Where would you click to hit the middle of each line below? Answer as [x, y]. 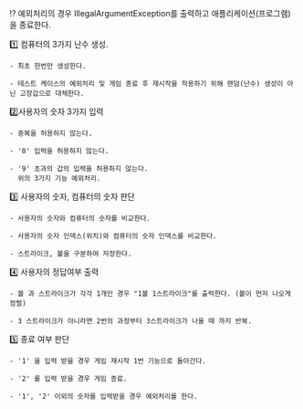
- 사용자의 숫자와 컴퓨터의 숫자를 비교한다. [80, 218]
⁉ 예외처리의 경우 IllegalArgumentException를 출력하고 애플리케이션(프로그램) [150, 13]
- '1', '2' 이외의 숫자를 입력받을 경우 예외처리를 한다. [104, 396]
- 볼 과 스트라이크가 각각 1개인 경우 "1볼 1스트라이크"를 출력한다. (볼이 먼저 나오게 [151, 294]
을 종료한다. [31, 25]
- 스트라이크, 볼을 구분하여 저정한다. [71, 254]
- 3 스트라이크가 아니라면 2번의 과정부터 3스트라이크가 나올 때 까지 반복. [131, 321]
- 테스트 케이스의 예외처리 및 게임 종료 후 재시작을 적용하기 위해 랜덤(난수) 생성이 [146, 84]
